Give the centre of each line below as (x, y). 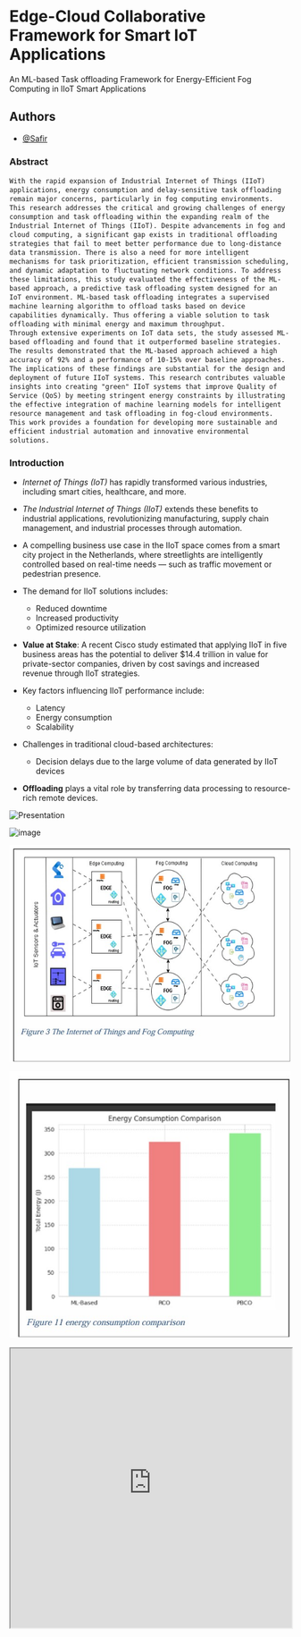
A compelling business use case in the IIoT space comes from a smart (151, 545)
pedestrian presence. (61, 574)
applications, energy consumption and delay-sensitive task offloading (145, 190)
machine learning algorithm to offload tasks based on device (127, 307)
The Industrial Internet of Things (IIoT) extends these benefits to (140, 509)
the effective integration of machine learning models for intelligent (145, 405)
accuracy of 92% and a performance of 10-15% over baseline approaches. (147, 360)
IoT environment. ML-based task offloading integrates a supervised (139, 298)
